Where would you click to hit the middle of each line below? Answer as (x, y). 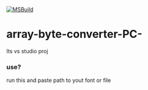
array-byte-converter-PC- (74, 34)
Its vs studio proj (27, 51)
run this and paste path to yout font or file (59, 80)
